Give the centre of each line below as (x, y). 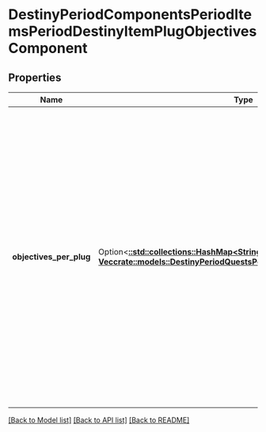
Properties (35, 77)
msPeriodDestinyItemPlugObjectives (133, 31)
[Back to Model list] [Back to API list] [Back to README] (99, 420)
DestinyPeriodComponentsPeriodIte (130, 15)
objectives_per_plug (51, 257)
